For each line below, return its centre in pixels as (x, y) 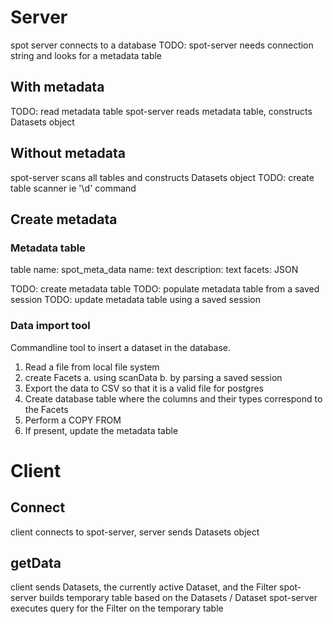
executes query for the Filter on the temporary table (117, 608)
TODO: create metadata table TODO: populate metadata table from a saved (165, 289)
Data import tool (50, 326)
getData (36, 562)
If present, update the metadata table (101, 430)
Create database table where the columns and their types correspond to (173, 398)
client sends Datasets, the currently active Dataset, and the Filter (144, 587)
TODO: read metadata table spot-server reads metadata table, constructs (161, 111)
